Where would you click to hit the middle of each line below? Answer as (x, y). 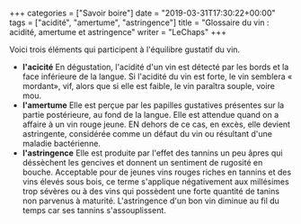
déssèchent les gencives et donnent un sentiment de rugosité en (142, 162)
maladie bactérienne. (62, 143)
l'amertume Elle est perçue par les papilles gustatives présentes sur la (153, 105)
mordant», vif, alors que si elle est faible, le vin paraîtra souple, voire (149, 86)
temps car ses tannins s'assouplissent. (94, 210)
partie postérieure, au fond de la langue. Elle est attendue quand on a (150, 115)
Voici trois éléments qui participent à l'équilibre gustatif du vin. (125, 49)
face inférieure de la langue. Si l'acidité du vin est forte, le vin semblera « (157, 76)
